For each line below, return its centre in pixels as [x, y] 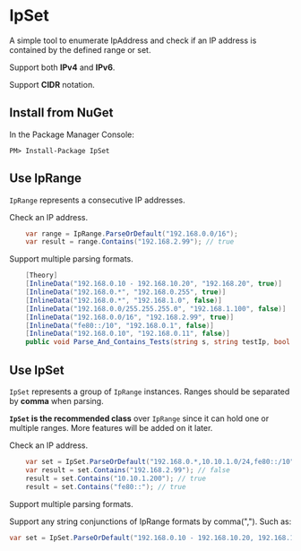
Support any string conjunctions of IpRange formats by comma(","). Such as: [150, 521]
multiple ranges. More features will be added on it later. [111, 428]
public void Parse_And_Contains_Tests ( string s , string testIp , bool [158, 342]
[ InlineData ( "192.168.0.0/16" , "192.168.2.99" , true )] [130, 317]
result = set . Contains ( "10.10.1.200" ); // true [116, 478]
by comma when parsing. [57, 401]
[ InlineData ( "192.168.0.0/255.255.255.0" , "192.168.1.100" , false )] [156, 309]
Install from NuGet [61, 113]
